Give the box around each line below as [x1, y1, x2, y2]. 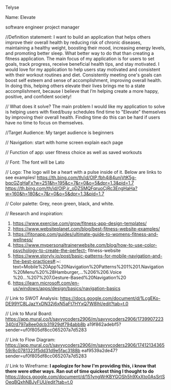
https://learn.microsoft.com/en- [12, 280, 80, 286]
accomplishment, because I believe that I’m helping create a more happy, [5, 88, 159, 94]
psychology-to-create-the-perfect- [12, 247, 87, 253]
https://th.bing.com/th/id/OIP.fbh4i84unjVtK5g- [36, 174, 137, 180]
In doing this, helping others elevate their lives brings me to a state [5, 83, 145, 89]
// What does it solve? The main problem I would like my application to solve [5, 103, 165, 109]
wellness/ [12, 237, 33, 243]
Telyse [5, 5, 19, 10]
